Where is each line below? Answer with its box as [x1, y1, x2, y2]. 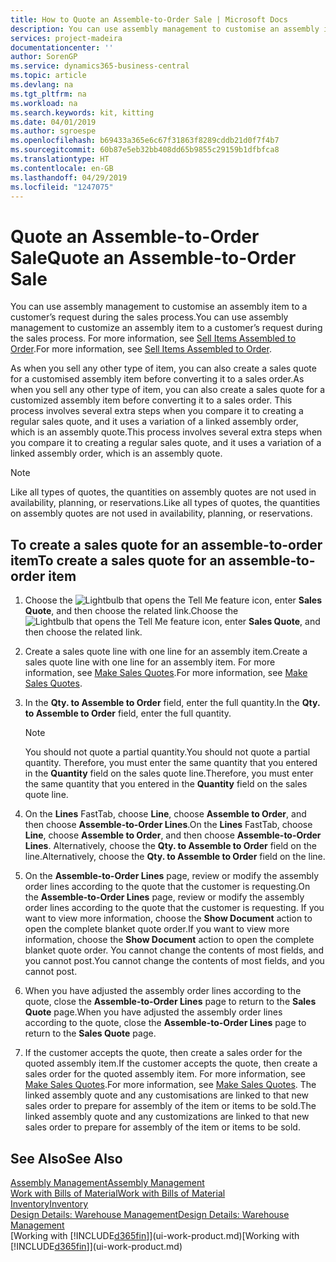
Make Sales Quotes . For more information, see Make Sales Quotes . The [24, 1079, 317, 1091]
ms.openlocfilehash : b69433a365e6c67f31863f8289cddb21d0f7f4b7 [10, 136, 280, 146]
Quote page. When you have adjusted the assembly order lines [24, 1006, 283, 1018]
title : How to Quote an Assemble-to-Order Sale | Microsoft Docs [10, 14, 288, 25]
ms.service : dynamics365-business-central [10, 61, 190, 71]
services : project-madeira [10, 33, 123, 43]
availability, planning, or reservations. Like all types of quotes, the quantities [10, 497, 321, 509]
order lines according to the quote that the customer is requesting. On [24, 881, 311, 893]
